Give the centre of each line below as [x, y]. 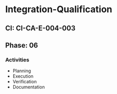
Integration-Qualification [59, 9]
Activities [17, 59]
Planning [22, 71]
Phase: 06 [22, 45]
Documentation [29, 87]
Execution [23, 76]
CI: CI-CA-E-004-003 [41, 28]
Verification [25, 82]
